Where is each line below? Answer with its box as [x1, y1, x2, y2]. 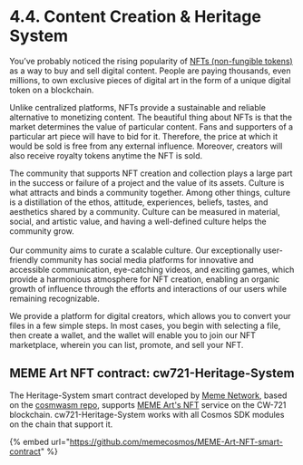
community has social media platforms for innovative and [40, 254, 254, 265]
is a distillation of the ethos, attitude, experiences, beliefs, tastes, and [9, 197, 269, 208]
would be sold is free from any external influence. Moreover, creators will [9, 140, 283, 151]
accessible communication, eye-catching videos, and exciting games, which [9, 264, 295, 275]
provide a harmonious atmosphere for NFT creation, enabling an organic [9, 274, 280, 285]
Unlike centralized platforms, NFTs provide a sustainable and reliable [9, 102, 266, 112]
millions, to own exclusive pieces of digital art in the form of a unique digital [9, 74, 291, 85]
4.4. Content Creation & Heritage [9, 6, 261, 27]
